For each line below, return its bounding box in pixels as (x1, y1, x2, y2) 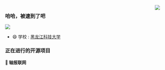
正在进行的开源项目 (5, 47, 51, 54)
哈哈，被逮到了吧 (5, 12, 46, 19)
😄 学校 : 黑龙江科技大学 (12, 34, 61, 40)
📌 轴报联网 (5, 59, 27, 65)
